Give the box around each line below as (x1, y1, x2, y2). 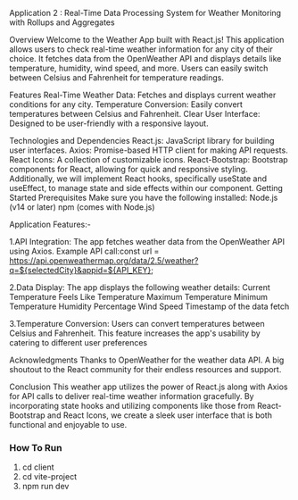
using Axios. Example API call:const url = (9, 246, 160, 256)
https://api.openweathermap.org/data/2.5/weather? (9, 255, 199, 266)
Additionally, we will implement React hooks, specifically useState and (9, 173, 268, 184)
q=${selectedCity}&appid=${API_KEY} (9, 265, 152, 275)
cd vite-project (21, 471, 78, 482)
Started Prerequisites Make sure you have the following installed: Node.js (9, 192, 278, 203)
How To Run (9, 441, 62, 454)
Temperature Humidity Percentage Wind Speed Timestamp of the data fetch (9, 301, 290, 312)
